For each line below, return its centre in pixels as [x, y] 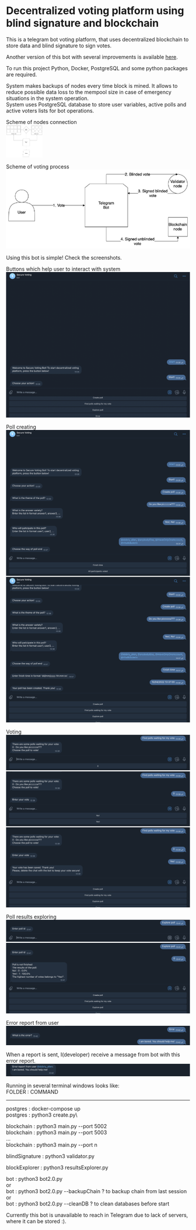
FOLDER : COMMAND [32, 1091]
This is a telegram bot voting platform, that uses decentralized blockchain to [97, 39]
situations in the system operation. [48, 98]
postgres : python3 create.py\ [42, 1115]
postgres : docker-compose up [43, 1108]
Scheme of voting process [38, 167]
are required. [22, 74]
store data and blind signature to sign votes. [59, 46]
